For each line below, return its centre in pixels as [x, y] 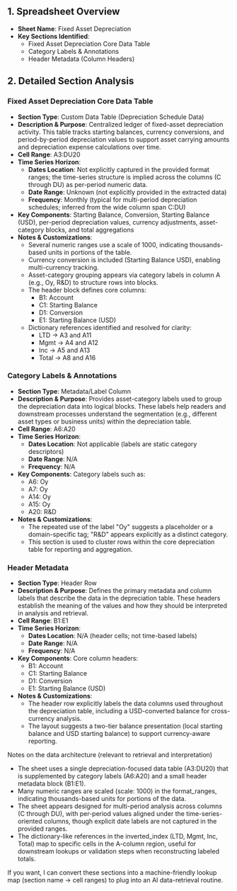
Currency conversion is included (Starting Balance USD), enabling [124, 260]
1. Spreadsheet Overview [64, 12]
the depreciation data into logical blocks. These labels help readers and [122, 406]
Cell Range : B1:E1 [43, 621]
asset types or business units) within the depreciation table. [105, 421]
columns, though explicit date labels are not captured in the [130, 822]
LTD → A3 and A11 [65, 335]
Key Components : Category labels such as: [81, 474]
